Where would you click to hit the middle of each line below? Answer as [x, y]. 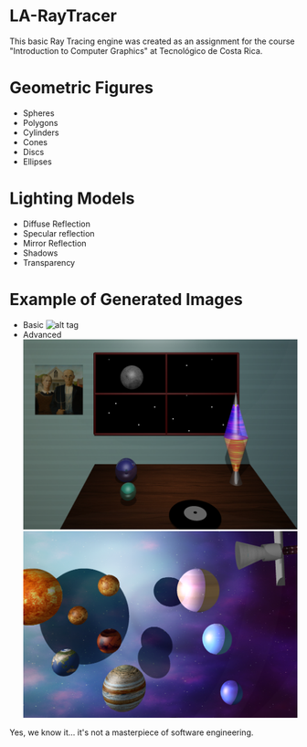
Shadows [40, 253]
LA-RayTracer [63, 16]
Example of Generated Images [127, 300]
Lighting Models [72, 199]
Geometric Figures [81, 88]
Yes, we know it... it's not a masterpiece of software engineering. [132, 732]
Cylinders [41, 132]
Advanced [42, 334]
